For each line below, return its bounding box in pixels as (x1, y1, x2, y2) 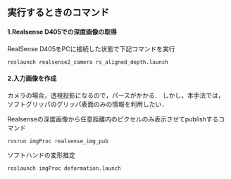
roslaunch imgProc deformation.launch (7, 164, 121, 172)
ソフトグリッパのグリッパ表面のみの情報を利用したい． (7, 100, 168, 108)
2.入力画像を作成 (7, 74, 57, 83)
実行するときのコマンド (7, 6, 109, 19)
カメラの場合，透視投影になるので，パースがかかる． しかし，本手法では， (7, 91, 225, 100)
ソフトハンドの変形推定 (7, 150, 75, 159)
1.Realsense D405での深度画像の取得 (7, 27, 118, 36)
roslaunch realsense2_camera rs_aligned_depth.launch (7, 58, 169, 65)
